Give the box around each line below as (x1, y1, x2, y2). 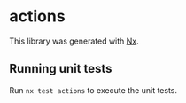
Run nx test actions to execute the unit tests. (9, 84, 178, 95)
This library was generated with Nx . (9, 36, 139, 46)
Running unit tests (9, 61, 112, 76)
